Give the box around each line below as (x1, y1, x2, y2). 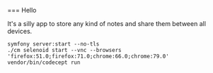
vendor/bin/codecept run (7, 59, 81, 66)
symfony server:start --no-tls (7, 41, 100, 48)
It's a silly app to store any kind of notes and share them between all (7, 20, 207, 27)
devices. (7, 27, 33, 35)
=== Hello (7, 6, 37, 14)
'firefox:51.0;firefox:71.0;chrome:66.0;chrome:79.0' (7, 53, 170, 60)
